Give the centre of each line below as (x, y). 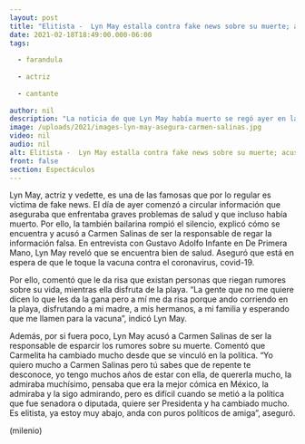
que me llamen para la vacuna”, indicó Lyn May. (98, 319)
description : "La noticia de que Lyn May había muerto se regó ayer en (148, 119)
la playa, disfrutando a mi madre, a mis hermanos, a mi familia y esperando (150, 309)
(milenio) (26, 430)
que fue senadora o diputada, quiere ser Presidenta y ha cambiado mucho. (150, 403)
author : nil (32, 111)
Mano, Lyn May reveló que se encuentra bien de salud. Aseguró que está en (152, 253)
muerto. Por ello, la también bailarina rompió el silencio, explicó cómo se (145, 224)
